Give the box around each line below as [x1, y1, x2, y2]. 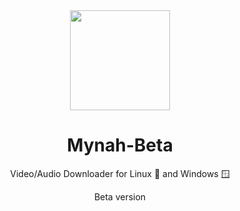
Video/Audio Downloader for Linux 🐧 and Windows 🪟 [10, 167, 230, 179]
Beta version [93, 190, 147, 203]
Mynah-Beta [66, 134, 174, 157]
